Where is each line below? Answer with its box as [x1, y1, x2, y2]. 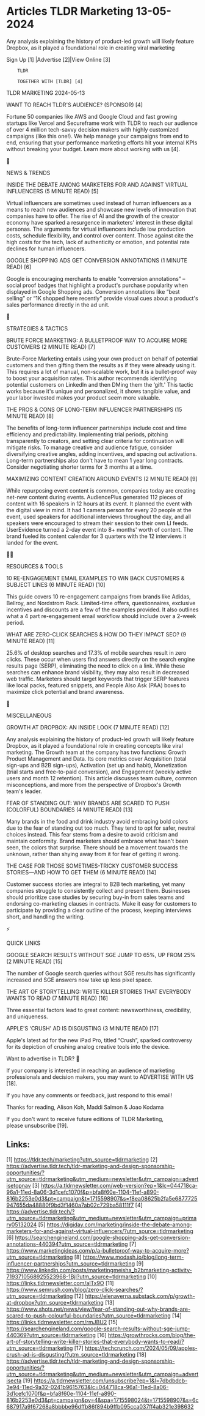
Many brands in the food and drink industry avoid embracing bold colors [6, 818, 189, 825]
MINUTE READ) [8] [6, 412, 54, 420]
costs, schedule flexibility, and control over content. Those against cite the [6, 231, 193, 239]
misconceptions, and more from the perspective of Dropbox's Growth [6, 781, 181, 788]
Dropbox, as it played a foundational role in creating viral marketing [6, 44, 175, 51]
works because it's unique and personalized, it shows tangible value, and [6, 387, 191, 395]
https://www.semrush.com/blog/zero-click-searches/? [6, 1286, 143, 1293]
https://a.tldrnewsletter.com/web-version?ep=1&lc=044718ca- [40, 1182, 198, 1189]
